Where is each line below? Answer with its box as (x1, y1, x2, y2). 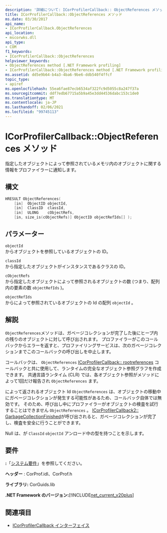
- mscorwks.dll (5, 35, 37, 40)
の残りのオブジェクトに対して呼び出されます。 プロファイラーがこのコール (5, 336, 159, 342)
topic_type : (5, 77, 30, 82)
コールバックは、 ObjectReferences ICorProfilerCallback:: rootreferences (5, 359, 154, 365)
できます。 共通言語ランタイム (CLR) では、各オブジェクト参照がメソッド (5, 371, 155, 377)
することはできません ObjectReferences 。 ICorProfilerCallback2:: (5, 407, 139, 413)
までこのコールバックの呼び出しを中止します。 (18, 348, 114, 354)
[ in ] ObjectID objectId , (14, 201, 68, 206)
